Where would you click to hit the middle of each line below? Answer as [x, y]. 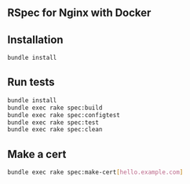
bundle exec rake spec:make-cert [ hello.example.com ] [95, 172]
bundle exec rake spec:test [53, 122]
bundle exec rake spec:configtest [64, 115]
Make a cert [37, 154]
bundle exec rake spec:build [55, 108]
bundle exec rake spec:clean [55, 130]
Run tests [31, 82]
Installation [35, 40]
